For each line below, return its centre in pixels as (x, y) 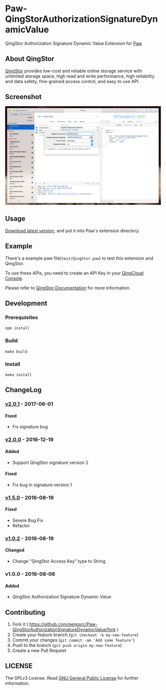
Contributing (25, 612)
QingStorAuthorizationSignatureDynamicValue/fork (64, 629)
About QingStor (30, 59)
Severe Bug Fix (28, 520)
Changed (15, 550)
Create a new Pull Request (39, 650)
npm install (17, 328)
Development (26, 303)
